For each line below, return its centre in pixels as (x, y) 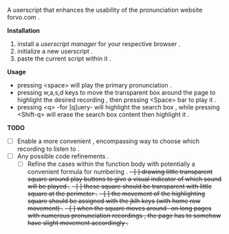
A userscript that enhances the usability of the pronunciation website (105, 10)
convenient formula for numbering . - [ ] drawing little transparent (120, 172)
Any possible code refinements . (63, 156)
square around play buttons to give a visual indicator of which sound (124, 179)
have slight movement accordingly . (78, 223)
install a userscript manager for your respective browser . (99, 44)
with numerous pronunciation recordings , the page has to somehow (124, 215)
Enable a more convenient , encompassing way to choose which (108, 141)
